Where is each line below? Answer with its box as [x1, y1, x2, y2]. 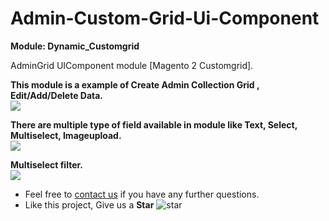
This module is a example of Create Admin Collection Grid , [10, 78, 260, 91]
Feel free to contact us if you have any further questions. [24, 188, 260, 200]
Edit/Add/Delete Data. [10, 89, 104, 101]
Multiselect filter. [10, 158, 83, 171]
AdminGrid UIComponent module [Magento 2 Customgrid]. [10, 59, 254, 71]
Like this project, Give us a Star [24, 198, 155, 211]
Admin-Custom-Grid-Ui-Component [10, 7, 320, 30]
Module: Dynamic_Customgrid [10, 40, 140, 52]
